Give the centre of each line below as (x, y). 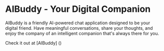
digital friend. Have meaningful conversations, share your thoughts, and (79, 28)
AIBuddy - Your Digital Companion (78, 9)
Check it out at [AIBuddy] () (33, 43)
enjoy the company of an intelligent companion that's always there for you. (82, 33)
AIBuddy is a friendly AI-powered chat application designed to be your (78, 23)
